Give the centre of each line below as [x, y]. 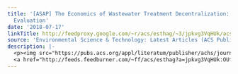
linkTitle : [23, 33]
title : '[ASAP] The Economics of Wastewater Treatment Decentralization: [119, 14]
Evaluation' [32, 20]
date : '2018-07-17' [36, 27]
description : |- [31, 47]
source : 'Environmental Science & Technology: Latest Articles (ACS [110, 40]
